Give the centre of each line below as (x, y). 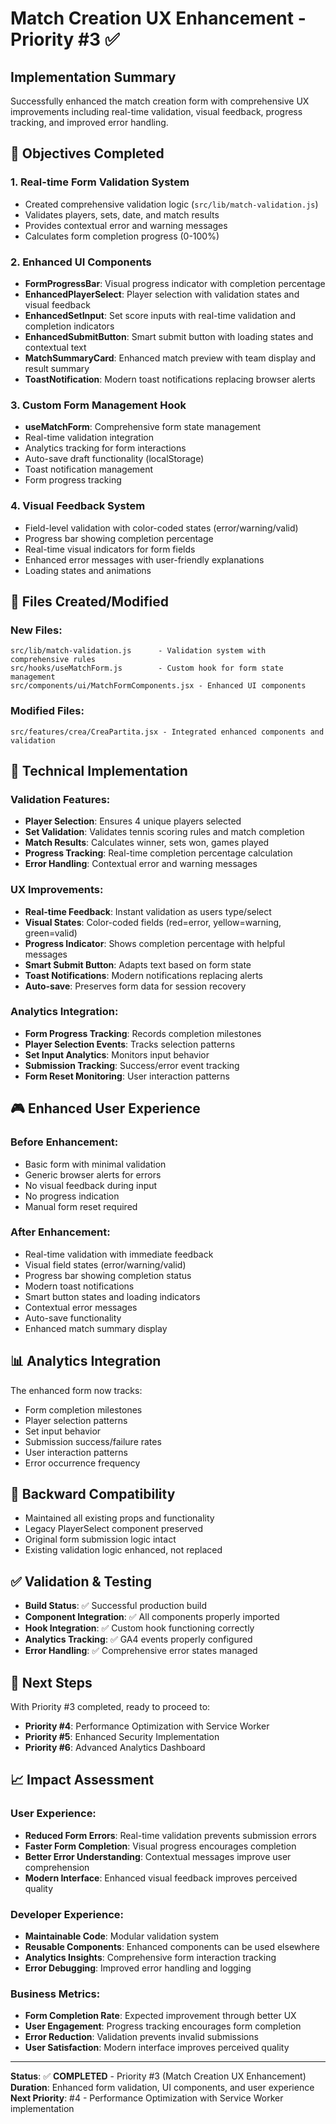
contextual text (55, 347)
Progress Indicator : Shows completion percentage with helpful (155, 943)
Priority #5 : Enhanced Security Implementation (122, 1737)
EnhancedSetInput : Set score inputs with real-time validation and (160, 315)
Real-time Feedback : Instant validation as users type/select (148, 911)
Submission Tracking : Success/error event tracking (132, 1065)
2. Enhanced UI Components (81, 262)
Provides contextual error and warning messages (126, 225)
